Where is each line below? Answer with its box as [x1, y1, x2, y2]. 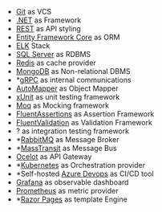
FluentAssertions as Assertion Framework [15, 109, 155, 119]
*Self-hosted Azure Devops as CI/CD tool [15, 169, 154, 178]
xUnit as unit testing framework [15, 92, 120, 101]
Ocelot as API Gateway [15, 152, 92, 161]
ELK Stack [15, 41, 51, 51]
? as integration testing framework [15, 126, 130, 136]
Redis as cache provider [15, 58, 96, 67]
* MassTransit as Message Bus [15, 144, 118, 153]
